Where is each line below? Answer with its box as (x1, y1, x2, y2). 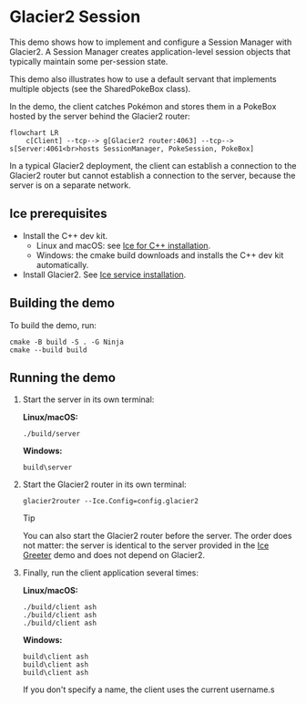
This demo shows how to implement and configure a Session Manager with (9, 36, 292, 47)
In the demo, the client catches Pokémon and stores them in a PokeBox (9, 100, 277, 111)
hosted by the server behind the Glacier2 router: (9, 110, 191, 121)
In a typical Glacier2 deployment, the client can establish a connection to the (9, 160, 297, 171)
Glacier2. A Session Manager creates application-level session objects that (9, 46, 291, 57)
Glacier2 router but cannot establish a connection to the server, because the (9, 170, 296, 181)
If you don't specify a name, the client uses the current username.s (22, 684, 275, 695)
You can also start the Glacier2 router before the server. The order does (22, 531, 292, 542)
